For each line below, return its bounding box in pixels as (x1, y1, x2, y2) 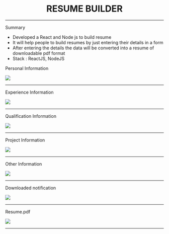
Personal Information (5, 65, 49, 71)
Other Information (5, 161, 42, 167)
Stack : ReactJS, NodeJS (12, 55, 65, 61)
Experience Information (5, 89, 54, 95)
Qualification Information (5, 113, 57, 119)
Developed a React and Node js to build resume (12, 34, 112, 40)
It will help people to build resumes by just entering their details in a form (12, 39, 163, 45)
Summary (5, 24, 26, 30)
